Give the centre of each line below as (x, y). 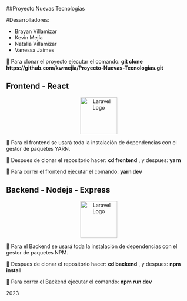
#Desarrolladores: (28, 20)
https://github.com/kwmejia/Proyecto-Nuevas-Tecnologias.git (85, 68)
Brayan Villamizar (36, 31)
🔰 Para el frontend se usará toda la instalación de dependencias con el (92, 142)
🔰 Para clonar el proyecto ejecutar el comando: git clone (74, 62)
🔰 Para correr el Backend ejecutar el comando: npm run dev (79, 282)
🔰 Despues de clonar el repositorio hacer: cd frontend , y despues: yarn (93, 160)
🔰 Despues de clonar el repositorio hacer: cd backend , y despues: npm (93, 264)
